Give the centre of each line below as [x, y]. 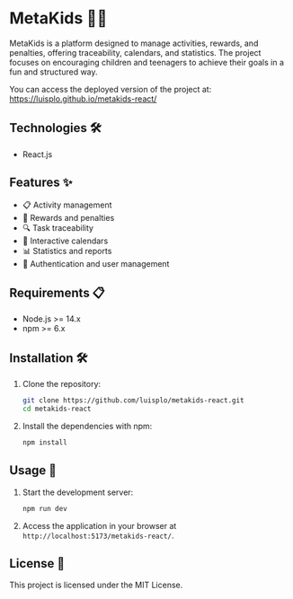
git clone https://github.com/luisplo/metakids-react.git [133, 401]
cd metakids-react [57, 409]
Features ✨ [41, 183]
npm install [44, 442]
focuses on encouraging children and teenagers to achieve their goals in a [147, 62]
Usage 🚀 [33, 471]
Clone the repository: [62, 384]
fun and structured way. [53, 72]
